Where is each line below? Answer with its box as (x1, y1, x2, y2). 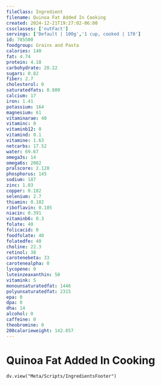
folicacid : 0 (6, 227, 39, 233)
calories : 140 (6, 48, 42, 54)
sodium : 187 (6, 177, 36, 183)
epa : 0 (6, 294, 23, 300)
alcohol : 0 (6, 311, 34, 317)
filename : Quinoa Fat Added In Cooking (6, 14, 106, 20)
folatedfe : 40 (6, 238, 42, 244)
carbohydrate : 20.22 (6, 64, 58, 71)
